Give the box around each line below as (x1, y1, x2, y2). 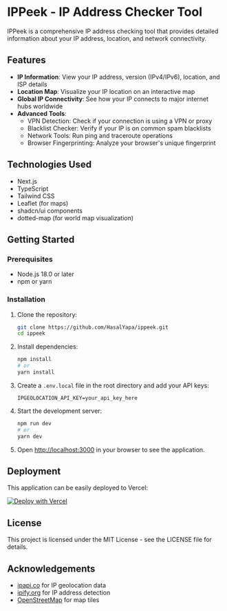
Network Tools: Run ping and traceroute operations (27, 131, 173, 139)
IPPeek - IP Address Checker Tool (7, 4, 203, 20)
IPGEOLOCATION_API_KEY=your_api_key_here (17, 394, 138, 401)
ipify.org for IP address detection (17, 588, 111, 597)
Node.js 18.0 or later (17, 270, 74, 278)
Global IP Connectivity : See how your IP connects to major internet (17, 95, 208, 103)
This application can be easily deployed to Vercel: (7, 484, 149, 492)
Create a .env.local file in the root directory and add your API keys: (17, 381, 210, 389)
